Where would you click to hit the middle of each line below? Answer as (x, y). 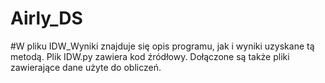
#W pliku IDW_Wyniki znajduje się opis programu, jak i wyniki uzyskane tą (162, 46)
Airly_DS (46, 18)
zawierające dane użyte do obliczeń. (86, 67)
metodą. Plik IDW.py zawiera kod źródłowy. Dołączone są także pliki (150, 56)
